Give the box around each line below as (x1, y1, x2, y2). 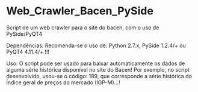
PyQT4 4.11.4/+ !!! (6, 48, 50, 55)
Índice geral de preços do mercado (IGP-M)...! (6, 79, 120, 86)
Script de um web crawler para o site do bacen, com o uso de (6, 24, 159, 31)
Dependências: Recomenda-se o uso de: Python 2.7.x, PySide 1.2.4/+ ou (6, 42, 187, 49)
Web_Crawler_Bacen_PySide (6, 4, 153, 18)
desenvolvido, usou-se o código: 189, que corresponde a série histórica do (6, 72, 193, 79)
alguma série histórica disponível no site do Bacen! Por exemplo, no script (6, 66, 190, 73)
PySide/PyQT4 (6, 30, 43, 37)
